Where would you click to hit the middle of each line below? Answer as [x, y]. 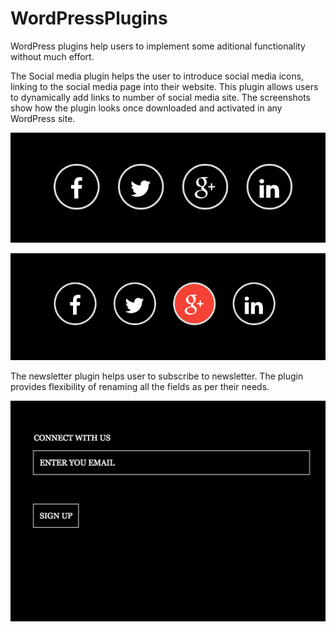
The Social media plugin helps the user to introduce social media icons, [157, 76]
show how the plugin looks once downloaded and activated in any [146, 108]
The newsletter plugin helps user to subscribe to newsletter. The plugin [157, 376]
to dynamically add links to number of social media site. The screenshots [161, 97]
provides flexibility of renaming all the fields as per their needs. [140, 386]
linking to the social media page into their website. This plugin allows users [164, 86]
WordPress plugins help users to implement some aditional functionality [158, 46]
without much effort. [52, 56]
